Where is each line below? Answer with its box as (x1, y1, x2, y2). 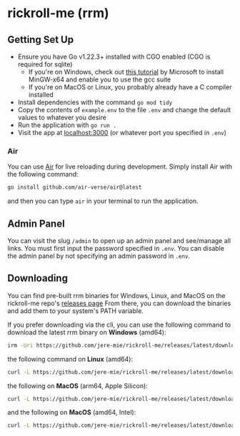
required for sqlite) (17, 60, 73, 69)
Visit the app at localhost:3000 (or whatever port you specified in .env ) (17, 129, 227, 137)
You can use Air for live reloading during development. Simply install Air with (7, 162, 233, 171)
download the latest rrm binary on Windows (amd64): (7, 327, 166, 337)
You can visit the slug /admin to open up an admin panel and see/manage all (7, 236, 231, 244)
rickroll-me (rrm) (7, 5, 109, 21)
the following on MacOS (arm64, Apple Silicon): (7, 381, 148, 390)
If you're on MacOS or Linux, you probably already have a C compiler (28, 83, 232, 91)
